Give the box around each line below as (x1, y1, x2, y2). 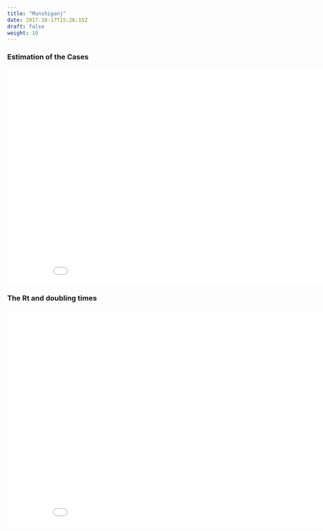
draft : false (7, 23, 45, 30)
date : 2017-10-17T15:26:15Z (7, 17, 88, 23)
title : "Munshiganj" (7, 10, 67, 17)
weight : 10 (7, 29, 39, 37)
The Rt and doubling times (7, 293, 97, 303)
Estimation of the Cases (7, 52, 89, 62)
